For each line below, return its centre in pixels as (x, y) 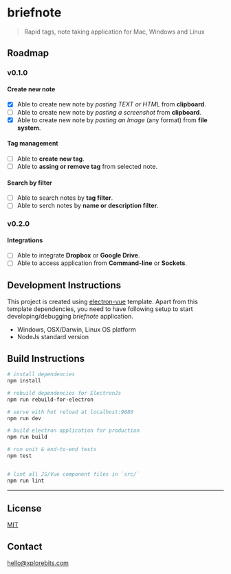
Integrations (25, 240)
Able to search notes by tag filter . (65, 198)
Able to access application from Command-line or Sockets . (102, 263)
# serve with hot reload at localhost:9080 (70, 412)
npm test (20, 456)
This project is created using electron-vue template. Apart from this (102, 302)
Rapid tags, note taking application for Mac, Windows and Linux (114, 32)
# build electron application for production (73, 430)
